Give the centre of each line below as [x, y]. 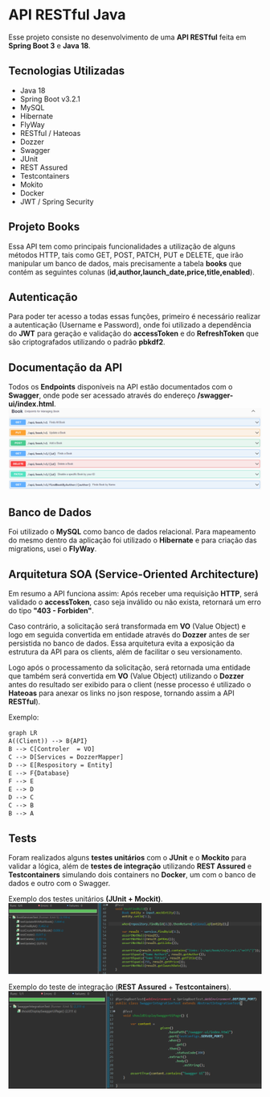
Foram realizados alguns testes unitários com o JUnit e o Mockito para [127, 858]
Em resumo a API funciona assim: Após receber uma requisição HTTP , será [133, 594]
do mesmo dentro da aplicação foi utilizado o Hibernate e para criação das [133, 540]
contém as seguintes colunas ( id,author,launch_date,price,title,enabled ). [131, 272]
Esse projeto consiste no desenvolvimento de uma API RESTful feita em [127, 37]
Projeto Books [44, 227]
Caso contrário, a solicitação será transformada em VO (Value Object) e [127, 626]
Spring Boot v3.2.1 [50, 99]
